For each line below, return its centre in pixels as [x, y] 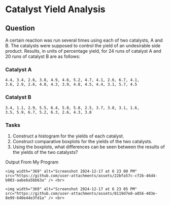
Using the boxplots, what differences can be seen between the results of [89, 147]
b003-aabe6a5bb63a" [26, 180]
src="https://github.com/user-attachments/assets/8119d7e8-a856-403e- [81, 193]
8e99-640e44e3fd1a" [26, 198]
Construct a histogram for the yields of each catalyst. [68, 136]
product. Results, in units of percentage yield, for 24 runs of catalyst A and [83, 51]
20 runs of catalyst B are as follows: [43, 56]
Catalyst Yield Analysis [55, 9]
